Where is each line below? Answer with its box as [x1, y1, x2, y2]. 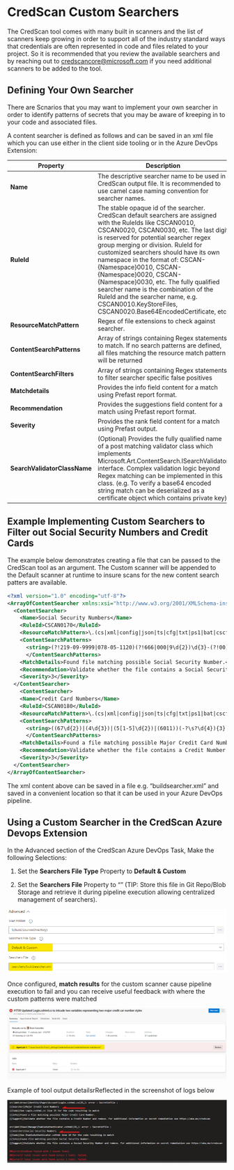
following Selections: [7, 853, 68, 861]
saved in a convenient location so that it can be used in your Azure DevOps [7, 789, 223, 797]
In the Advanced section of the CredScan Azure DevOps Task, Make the [7, 846, 214, 854]
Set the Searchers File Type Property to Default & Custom [17, 867, 187, 875]
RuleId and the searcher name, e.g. [97, 292, 198, 300]
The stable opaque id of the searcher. [97, 203, 205, 212]
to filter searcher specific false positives [97, 374, 212, 382]
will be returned [97, 356, 143, 364]
